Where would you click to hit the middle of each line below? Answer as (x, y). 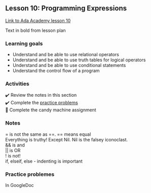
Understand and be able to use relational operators (66, 55)
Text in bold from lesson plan (35, 30)
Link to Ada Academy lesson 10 (38, 20)
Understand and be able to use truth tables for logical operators (79, 60)
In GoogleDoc (20, 185)
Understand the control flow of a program (56, 71)
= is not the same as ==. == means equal (48, 134)
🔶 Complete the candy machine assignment (51, 110)
